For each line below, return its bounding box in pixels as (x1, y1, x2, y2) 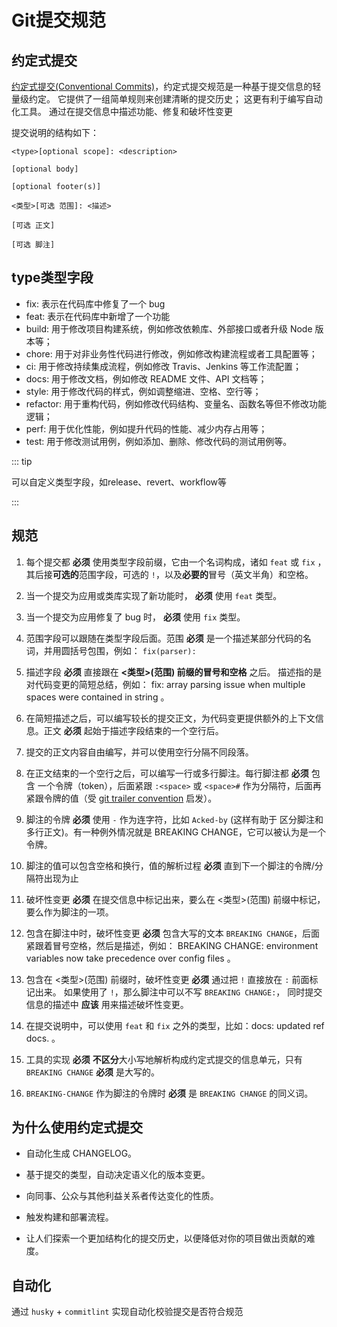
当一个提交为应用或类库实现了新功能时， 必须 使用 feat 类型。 (25, 589, 283, 601)
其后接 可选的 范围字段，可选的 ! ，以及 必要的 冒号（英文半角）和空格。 (25, 568, 314, 580)
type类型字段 (11, 269, 94, 286)
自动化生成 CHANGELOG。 (25, 1147, 138, 1160)
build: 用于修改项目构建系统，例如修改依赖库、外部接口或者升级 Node (25, 322, 313, 335)
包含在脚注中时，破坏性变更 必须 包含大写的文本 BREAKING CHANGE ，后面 (25, 927, 320, 939)
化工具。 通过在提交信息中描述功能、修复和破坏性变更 (11, 106, 233, 117)
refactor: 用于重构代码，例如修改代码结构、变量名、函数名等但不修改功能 (25, 397, 327, 410)
